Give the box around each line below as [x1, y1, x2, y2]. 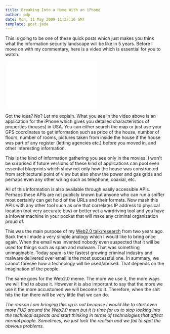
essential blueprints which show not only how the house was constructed [5, 166, 158, 172]
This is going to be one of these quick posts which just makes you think [5, 35, 154, 41]
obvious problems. [5, 323, 44, 329]
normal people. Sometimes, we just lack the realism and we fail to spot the [5, 318, 161, 324]
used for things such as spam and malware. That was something [5, 245, 140, 251]
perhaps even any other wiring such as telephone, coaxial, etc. [5, 176, 137, 182]
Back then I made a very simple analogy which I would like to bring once [5, 233, 156, 240]
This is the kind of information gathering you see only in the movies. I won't [5, 155, 162, 161]
